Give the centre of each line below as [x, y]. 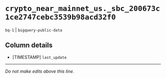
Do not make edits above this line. [40, 71]
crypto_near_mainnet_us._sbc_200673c [83, 9]
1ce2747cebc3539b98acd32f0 [61, 17]
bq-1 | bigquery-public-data [34, 30]
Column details [29, 45]
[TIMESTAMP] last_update [39, 57]
